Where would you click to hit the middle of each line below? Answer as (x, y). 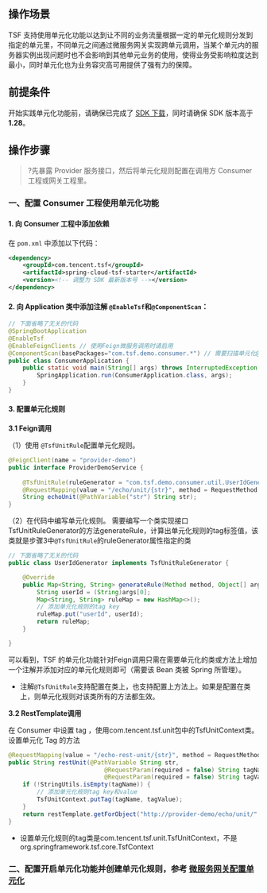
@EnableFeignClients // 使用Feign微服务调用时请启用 (91, 346)
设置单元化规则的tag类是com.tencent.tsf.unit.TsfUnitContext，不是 (128, 837)
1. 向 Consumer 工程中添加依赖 (59, 223)
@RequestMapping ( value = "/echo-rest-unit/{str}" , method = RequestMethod (135, 755)
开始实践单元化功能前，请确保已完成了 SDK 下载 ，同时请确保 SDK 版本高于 (131, 113)
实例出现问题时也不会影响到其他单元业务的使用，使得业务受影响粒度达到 (140, 55)
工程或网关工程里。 (59, 180)
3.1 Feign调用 (30, 428)
